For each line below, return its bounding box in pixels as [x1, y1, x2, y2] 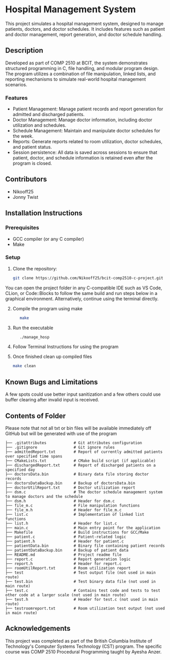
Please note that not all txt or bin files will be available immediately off [5, 425, 152, 431]
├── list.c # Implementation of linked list [5, 512, 145, 517]
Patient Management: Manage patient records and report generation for [12, 106, 163, 112]
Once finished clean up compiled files [12, 354, 93, 360]
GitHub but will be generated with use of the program [5, 430, 117, 437]
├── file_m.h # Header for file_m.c [5, 507, 122, 512]
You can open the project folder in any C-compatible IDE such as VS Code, [5, 285, 162, 291]
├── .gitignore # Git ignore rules [5, 445, 115, 450]
